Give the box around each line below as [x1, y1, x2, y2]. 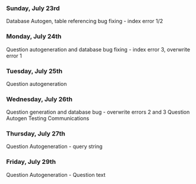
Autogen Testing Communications [6, 115, 90, 122]
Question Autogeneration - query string [6, 143, 103, 150]
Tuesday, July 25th [6, 67, 63, 75]
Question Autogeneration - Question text [6, 171, 106, 178]
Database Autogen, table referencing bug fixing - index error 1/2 [6, 18, 163, 25]
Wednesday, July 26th [6, 95, 73, 103]
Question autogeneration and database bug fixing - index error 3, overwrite [6, 46, 191, 53]
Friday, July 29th [6, 158, 56, 166]
